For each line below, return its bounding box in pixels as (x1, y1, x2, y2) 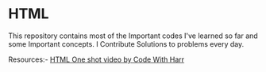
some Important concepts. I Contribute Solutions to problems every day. (8, 39, 245, 48)
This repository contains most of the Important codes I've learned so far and (8, 31, 258, 40)
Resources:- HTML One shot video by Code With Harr (8, 55, 185, 64)
